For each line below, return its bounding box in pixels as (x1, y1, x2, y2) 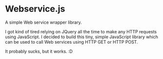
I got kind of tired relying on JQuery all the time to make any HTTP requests (5, 29, 157, 34)
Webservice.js (5, 3, 65, 15)
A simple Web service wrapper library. (5, 19, 82, 25)
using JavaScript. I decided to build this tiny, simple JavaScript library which (5, 34, 159, 40)
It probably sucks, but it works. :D (5, 48, 73, 54)
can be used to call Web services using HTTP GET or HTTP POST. (5, 39, 138, 44)
